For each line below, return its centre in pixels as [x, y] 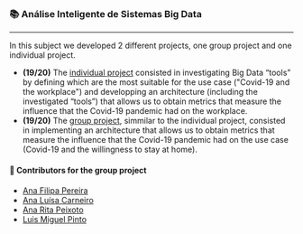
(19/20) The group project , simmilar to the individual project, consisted [154, 121]
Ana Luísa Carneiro [58, 200]
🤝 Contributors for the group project [78, 170]
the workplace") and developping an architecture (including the [140, 92]
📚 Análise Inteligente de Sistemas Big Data [106, 14]
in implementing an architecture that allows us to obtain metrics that [148, 130]
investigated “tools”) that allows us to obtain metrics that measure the [152, 101]
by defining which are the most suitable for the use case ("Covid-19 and [156, 82]
